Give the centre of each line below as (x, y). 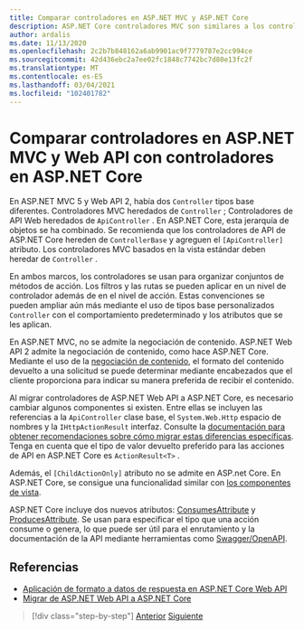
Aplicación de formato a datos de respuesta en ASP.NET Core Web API (155, 589)
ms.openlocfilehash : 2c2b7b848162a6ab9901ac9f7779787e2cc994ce (131, 52)
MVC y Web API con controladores (142, 157)
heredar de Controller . (53, 259)
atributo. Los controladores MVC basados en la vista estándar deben (138, 249)
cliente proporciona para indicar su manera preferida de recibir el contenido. (152, 381)
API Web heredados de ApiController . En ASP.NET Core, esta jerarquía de (149, 221)
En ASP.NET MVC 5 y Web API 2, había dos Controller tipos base (132, 202)
